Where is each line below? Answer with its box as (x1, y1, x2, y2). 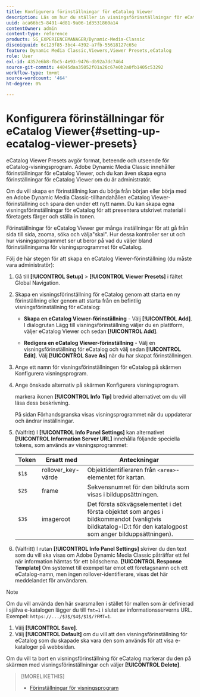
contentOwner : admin (6, 25, 58, 32)
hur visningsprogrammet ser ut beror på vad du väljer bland (6, 237, 153, 244)
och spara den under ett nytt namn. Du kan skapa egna (39, 200, 174, 207)
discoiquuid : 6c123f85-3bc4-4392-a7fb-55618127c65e (6, 42, 137, 48)
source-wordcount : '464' (6, 75, 68, 81)
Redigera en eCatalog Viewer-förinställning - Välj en (23, 339, 156, 346)
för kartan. (117, 473, 146, 481)
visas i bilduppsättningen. (87, 490, 159, 498)
